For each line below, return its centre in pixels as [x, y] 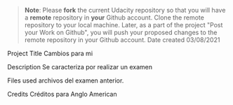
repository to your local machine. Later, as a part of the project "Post [124, 25]
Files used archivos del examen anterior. [66, 80]
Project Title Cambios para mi [50, 53]
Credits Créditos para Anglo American [62, 94]
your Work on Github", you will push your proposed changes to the [121, 32]
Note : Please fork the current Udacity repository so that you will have [125, 10]
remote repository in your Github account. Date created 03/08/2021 [122, 40]
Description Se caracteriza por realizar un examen [80, 67]
